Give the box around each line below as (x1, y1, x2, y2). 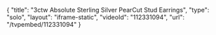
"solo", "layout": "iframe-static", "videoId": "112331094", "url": (6, 13, 185, 21)
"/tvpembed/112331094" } (6, 21, 81, 28)
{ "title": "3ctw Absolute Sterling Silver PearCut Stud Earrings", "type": (6, 6, 210, 14)
